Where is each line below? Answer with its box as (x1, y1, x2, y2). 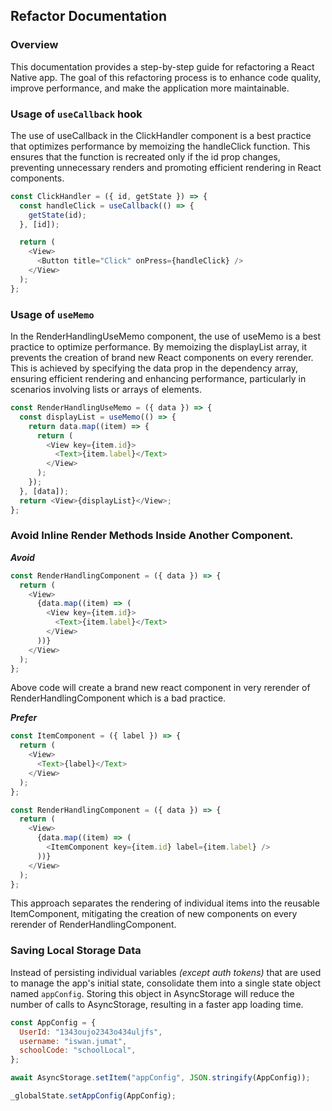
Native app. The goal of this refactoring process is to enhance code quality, (10, 71, 322, 83)
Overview (10, 38, 59, 52)
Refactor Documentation (10, 8, 167, 25)
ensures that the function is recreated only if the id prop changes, (10, 150, 281, 163)
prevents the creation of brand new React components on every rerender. (10, 352, 314, 364)
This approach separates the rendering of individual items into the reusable (10, 897, 320, 909)
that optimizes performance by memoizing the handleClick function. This (10, 140, 311, 152)
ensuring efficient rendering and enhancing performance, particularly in (10, 373, 307, 385)
